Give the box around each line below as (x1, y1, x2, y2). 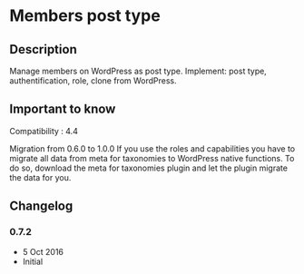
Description (9, 42, 77, 57)
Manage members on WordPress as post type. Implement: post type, (9, 65, 268, 76)
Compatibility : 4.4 (9, 125, 79, 136)
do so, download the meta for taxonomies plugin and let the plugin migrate (9, 162, 289, 173)
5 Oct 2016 (22, 246, 64, 257)
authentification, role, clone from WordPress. (9, 75, 177, 86)
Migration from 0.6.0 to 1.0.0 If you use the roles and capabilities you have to (9, 142, 296, 154)
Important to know (9, 102, 116, 117)
